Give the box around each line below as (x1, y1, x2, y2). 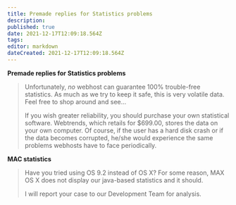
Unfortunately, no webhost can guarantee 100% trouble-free (24, 82, 201, 91)
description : (7, 17, 46, 24)
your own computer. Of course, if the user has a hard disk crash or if (24, 126, 224, 135)
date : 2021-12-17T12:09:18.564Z (7, 30, 102, 37)
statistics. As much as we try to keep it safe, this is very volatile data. (24, 89, 225, 99)
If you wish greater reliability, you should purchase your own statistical (24, 111, 230, 120)
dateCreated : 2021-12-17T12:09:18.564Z (7, 50, 125, 57)
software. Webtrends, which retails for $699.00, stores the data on (24, 118, 218, 127)
